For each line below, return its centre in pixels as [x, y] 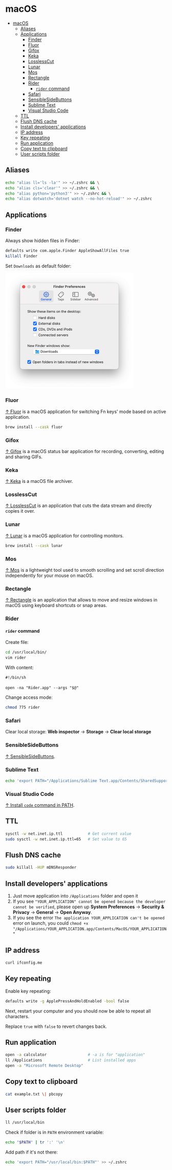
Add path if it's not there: [31, 1152]
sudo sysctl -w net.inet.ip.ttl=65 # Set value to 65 [66, 839]
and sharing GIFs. [24, 457]
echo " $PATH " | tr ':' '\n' [35, 1142]
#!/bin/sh [16, 678]
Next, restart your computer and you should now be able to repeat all [78, 1011]
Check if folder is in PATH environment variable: [55, 1133]
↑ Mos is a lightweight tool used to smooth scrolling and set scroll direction [85, 570]
